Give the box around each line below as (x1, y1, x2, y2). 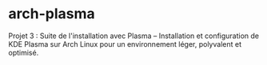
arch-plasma (8, 5, 95, 23)
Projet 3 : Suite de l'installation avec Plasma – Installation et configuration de (8, 31, 260, 40)
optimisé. (8, 48, 39, 57)
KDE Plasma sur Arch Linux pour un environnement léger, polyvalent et (8, 39, 242, 48)
